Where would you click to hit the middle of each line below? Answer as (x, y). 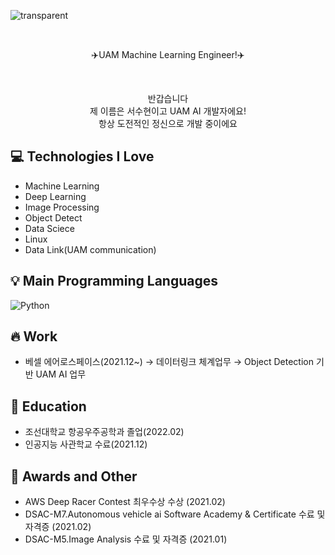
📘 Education (48, 406)
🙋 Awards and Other (74, 476)
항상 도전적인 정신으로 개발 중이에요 (168, 123)
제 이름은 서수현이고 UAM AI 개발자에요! (168, 111)
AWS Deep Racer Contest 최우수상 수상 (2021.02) (125, 502)
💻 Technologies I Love (82, 156)
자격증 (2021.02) (58, 527)
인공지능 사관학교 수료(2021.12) (86, 444)
